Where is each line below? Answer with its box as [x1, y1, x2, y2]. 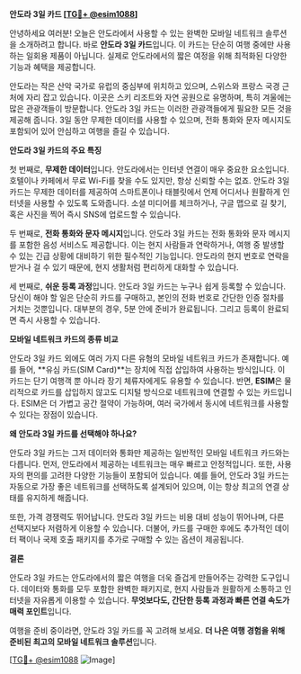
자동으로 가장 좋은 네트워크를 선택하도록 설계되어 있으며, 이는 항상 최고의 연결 [9, 481, 280, 491]
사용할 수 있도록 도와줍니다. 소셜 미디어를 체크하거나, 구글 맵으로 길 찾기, [32, 198, 288, 208]
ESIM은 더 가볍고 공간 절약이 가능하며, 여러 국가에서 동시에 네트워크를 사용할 [21, 398, 289, 409]
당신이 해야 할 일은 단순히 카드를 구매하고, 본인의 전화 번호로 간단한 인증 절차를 [9, 292, 285, 302]
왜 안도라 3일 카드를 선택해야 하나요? [9, 428, 137, 439]
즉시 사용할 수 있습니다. [18, 315, 101, 325]
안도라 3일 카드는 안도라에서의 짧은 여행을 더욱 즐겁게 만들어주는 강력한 [9, 572, 259, 583]
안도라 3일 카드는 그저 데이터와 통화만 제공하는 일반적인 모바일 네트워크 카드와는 [9, 447, 290, 458]
